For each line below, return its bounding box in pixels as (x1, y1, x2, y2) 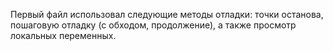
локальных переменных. (10, 30, 117, 41)
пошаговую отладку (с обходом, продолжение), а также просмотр (10, 19, 297, 31)
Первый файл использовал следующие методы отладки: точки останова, (10, 9, 324, 20)
